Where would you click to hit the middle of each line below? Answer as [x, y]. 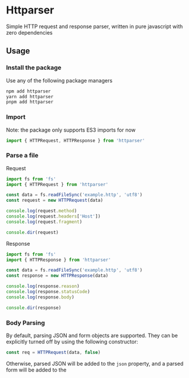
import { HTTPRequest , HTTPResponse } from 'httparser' [75, 140]
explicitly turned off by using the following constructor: [72, 342]
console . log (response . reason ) [43, 286]
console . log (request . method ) [42, 211]
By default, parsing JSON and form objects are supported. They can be [92, 336]
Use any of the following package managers [59, 80]
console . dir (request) [32, 232]
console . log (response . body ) [40, 297]
